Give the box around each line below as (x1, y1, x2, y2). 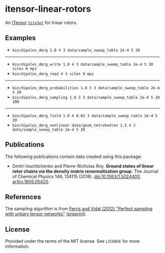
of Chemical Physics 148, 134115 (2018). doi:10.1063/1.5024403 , (12, 173, 141, 179)
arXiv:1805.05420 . (12, 178, 50, 184)
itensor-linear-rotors (5, 3, 91, 15)
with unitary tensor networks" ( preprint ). (5, 211, 87, 217)
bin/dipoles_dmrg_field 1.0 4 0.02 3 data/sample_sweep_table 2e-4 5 (12, 113, 158, 118)
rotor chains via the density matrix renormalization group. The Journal (12, 168, 159, 174)
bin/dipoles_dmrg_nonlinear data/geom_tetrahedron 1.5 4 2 (12, 123, 136, 128)
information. (5, 244, 30, 250)
